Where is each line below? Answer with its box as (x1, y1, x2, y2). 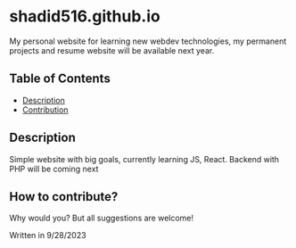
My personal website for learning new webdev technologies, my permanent (9, 36, 287, 46)
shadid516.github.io (9, 6, 160, 27)
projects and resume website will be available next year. (9, 45, 215, 55)
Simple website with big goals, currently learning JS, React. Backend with (9, 153, 279, 164)
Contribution (21, 104, 69, 115)
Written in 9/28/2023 (9, 230, 86, 241)
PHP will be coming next (9, 163, 99, 174)
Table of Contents (9, 71, 111, 87)
